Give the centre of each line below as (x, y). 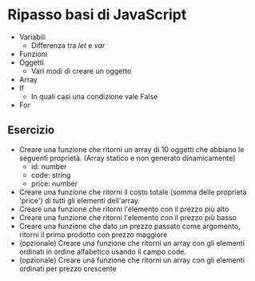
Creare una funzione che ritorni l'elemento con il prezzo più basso (128, 217)
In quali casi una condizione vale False (94, 96)
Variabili (32, 37)
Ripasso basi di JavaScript (97, 15)
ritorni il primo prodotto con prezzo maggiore (93, 235)
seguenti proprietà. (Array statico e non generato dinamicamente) (127, 158)
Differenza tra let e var (68, 45)
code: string (51, 175)
